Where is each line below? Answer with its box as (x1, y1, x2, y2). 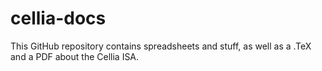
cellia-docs (10, 7, 107, 30)
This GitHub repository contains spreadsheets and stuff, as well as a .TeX (10, 40, 312, 52)
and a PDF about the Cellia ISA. (10, 50, 140, 62)
